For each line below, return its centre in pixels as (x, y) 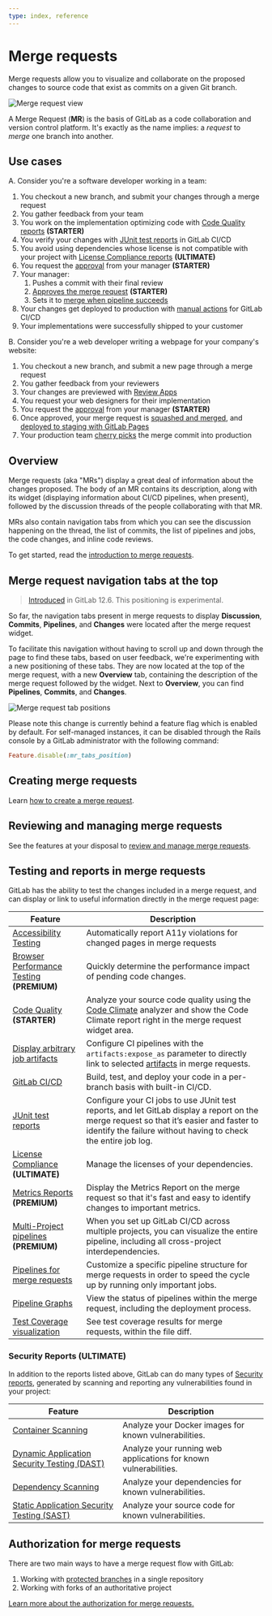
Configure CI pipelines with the (145, 1043)
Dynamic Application (52, 1453)
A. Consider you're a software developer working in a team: (108, 181)
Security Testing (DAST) (59, 1463)
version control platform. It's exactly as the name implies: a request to (125, 127)
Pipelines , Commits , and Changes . (68, 692)
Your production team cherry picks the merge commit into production (136, 435)
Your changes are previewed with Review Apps (99, 392)
